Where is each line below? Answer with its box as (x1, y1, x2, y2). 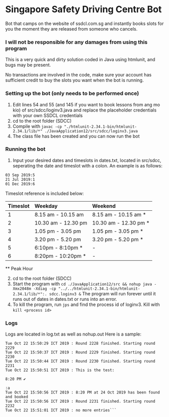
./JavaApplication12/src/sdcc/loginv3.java (45, 128, 138, 133)
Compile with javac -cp (12, 123, 62, 129)
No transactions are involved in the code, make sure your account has (5, 72, 152, 78)
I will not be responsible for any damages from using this (5, 38, 148, 45)
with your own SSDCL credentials (12, 112, 83, 118)
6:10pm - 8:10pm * (35, 244, 83, 251)
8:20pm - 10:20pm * (35, 252, 86, 259)
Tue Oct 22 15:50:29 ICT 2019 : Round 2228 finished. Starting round (5, 341, 156, 346)
